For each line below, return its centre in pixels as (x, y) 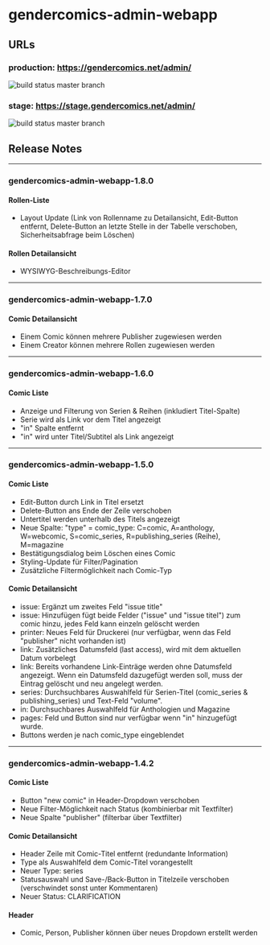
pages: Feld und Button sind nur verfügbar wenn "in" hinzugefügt (128, 717)
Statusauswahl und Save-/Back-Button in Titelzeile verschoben (125, 880)
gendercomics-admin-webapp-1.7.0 (80, 299)
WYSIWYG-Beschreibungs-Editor (75, 271)
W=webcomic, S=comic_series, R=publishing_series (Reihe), (120, 536)
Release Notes (45, 149)
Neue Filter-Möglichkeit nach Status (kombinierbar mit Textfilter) (127, 809)
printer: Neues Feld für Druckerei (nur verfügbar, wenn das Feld (125, 632)
